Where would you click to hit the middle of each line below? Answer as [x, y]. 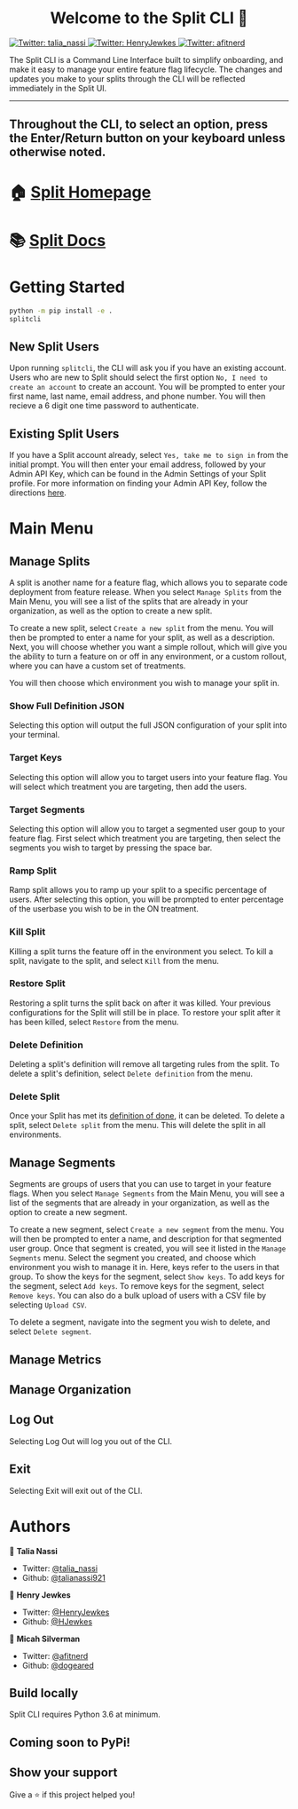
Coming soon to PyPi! [70, 1742]
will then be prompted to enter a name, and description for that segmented [145, 1239]
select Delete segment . [50, 1331]
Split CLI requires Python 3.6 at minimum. [85, 1714]
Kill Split [27, 932]
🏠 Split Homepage [80, 192]
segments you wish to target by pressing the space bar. [111, 848]
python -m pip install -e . [61, 311]
